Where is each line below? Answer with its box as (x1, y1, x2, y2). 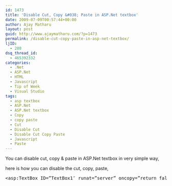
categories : (5, 60, 31, 65)
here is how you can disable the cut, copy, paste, (5, 165, 109, 172)
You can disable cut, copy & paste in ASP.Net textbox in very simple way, (5, 155, 160, 162)
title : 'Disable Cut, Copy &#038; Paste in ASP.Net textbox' (5, 12, 139, 17)
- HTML (10, 75, 24, 80)
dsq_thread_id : (5, 50, 38, 55)
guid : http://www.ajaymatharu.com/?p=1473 (5, 31, 97, 36)
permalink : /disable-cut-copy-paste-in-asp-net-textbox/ (5, 36, 130, 42)
